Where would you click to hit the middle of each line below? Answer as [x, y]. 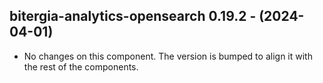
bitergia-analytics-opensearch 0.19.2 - [133, 16]
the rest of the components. [81, 66]
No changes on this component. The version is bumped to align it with [168, 56]
